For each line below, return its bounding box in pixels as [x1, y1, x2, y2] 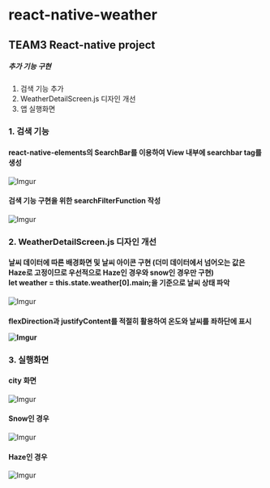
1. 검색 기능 [8, 126, 49, 137]
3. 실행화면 [8, 354, 49, 366]
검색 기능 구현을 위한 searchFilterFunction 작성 [8, 196, 161, 206]
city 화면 [8, 375, 36, 386]
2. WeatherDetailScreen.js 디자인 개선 [8, 236, 156, 247]
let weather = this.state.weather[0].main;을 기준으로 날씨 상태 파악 [8, 278, 230, 288]
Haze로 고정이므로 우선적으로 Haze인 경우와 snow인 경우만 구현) [8, 268, 215, 277]
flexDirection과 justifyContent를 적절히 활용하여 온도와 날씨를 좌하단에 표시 [8, 316, 252, 326]
